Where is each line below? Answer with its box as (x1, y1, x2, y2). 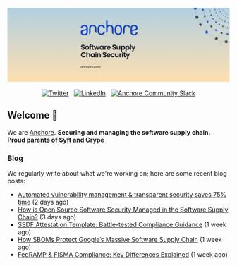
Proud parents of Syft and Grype (7, 135, 104, 144)
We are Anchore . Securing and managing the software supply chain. (7, 128, 211, 136)
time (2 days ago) (17, 198, 69, 206)
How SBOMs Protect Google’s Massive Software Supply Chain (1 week (17, 235, 222, 243)
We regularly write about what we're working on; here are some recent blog (7, 169, 227, 177)
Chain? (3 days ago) (17, 212, 76, 221)
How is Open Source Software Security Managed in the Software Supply (17, 205, 229, 214)
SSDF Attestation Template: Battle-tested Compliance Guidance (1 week (17, 220, 227, 229)
